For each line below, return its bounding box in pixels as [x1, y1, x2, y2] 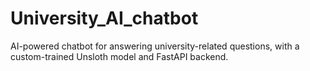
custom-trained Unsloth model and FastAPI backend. [10, 50, 229, 62]
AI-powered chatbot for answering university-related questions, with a [10, 40, 300, 52]
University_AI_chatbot [10, 7, 199, 30]
